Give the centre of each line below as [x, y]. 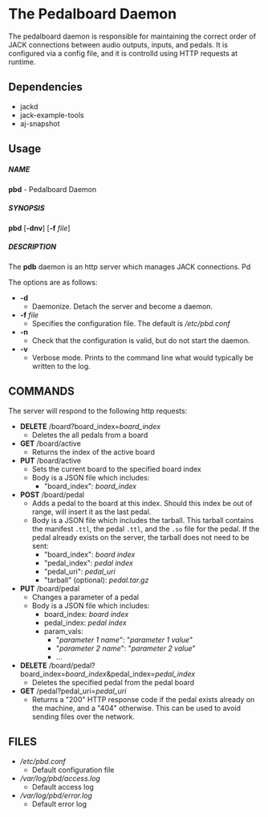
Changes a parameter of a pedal [85, 597]
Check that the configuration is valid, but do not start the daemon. [141, 341]
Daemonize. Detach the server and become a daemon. [122, 307]
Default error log [59, 803]
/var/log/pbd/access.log [60, 778]
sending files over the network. [83, 717]
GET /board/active [51, 443]
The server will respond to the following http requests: [98, 411]
